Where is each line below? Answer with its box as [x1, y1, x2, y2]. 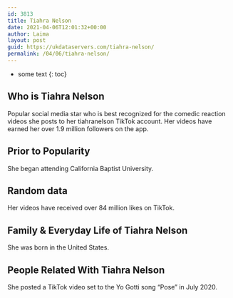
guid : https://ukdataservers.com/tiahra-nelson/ [7, 43, 155, 51]
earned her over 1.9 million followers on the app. [7, 124, 149, 133]
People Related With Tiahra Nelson [7, 264, 165, 276]
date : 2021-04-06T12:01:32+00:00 [7, 24, 107, 31]
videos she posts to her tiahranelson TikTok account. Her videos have [7, 117, 212, 125]
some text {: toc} [17, 69, 68, 78]
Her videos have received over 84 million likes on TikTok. [7, 204, 175, 212]
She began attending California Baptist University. [7, 164, 154, 173]
